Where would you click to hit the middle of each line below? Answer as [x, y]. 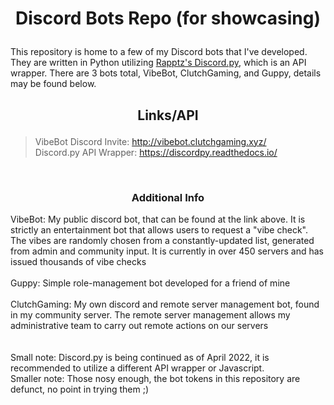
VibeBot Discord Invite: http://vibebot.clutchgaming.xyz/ [150, 141]
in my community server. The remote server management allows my [150, 314]
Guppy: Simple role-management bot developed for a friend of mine [150, 283]
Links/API [168, 115]
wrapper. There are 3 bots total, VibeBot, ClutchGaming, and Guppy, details [166, 73]
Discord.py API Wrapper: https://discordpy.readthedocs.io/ [156, 152]
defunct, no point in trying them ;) [80, 389]
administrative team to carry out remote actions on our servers [139, 325]
